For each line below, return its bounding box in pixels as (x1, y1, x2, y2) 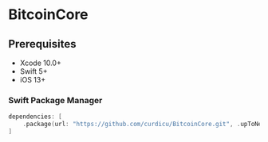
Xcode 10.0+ (19, 58, 61, 67)
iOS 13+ (19, 75, 46, 84)
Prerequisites (8, 37, 77, 51)
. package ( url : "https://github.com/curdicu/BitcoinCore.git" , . (22, 121, 241, 129)
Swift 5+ (19, 67, 48, 76)
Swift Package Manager (8, 94, 103, 106)
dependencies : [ (8, 113, 62, 121)
